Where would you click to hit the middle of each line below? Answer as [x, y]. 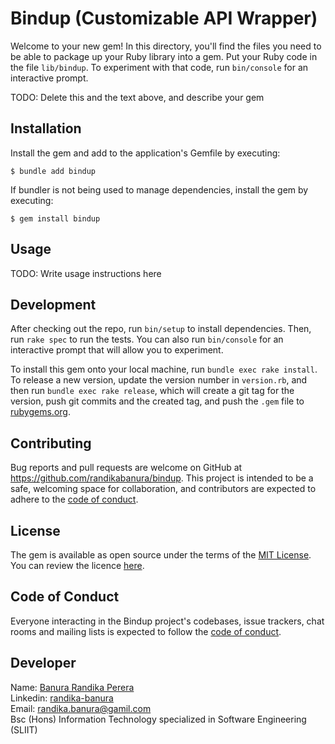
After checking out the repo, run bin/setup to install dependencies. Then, [161, 329]
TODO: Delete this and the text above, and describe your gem [137, 97]
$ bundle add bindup [53, 171]
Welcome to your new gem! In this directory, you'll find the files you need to [166, 46]
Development [53, 304]
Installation [46, 128]
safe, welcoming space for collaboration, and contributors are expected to [163, 489]
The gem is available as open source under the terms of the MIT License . [161, 555]
